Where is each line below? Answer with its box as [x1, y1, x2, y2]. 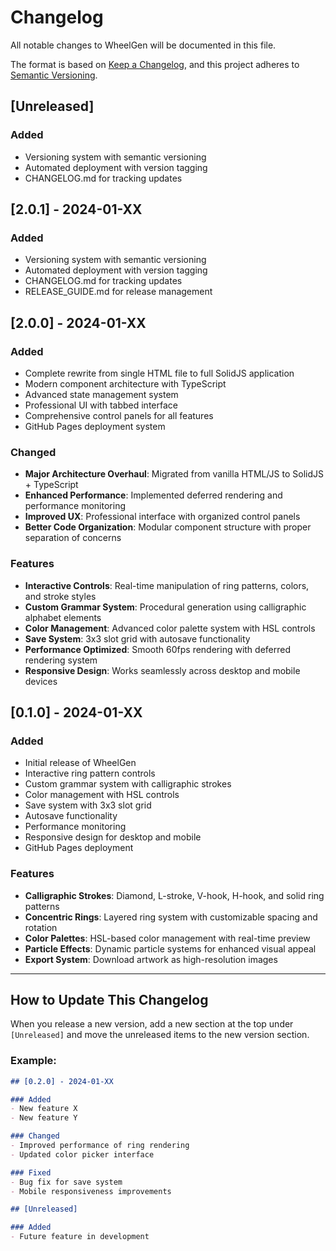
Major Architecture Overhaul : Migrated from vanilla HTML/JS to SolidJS [24, 468, 325, 480]
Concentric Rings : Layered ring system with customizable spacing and [24, 911, 318, 923]
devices [24, 675, 58, 687]
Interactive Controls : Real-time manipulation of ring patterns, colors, [24, 579, 310, 591]
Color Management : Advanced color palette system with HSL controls [24, 622, 316, 634]
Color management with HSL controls [24, 789, 180, 801]
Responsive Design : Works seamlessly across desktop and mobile [24, 664, 301, 676]
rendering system [24, 654, 98, 666]
